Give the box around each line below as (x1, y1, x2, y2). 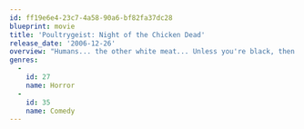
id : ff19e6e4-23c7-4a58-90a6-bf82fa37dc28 (9, 13, 173, 23)
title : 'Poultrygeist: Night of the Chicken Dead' (9, 30, 206, 39)
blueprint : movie (9, 22, 76, 31)
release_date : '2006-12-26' (9, 38, 117, 48)
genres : (9, 55, 39, 64)
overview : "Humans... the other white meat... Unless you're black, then (9, 47, 296, 56)
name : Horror (25, 81, 76, 90)
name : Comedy (25, 106, 76, 115)
